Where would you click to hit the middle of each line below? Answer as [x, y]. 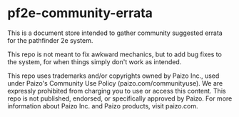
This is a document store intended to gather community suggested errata [115, 33]
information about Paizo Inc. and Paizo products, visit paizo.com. [103, 106]
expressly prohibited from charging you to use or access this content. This [117, 91]
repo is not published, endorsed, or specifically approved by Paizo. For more [120, 98]
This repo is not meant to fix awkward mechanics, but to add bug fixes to [115, 54]
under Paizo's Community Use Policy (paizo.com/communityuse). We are [115, 83]
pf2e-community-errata [80, 13]
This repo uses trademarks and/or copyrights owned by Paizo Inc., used [113, 76]
